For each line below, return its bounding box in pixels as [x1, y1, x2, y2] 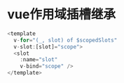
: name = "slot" [20, 56, 58, 63]
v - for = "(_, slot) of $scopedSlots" [13, 37, 118, 44]
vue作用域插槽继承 [7, 6, 116, 23]
